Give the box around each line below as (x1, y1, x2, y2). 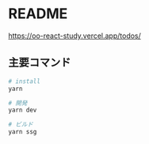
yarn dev (8, 106, 37, 115)
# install (8, 77, 41, 85)
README (8, 5, 68, 23)
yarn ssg (8, 128, 37, 136)
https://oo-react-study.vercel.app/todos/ (8, 31, 141, 40)
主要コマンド (8, 56, 71, 70)
